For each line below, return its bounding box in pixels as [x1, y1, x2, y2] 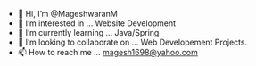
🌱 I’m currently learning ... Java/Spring [17, 28, 160, 37]
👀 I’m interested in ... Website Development [17, 18, 177, 29]
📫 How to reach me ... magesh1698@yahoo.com [17, 47, 198, 57]
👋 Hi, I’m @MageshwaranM [17, 9, 118, 19]
